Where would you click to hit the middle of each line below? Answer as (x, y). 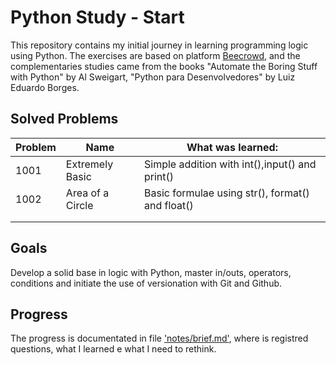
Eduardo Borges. (45, 87)
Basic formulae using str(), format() (226, 193)
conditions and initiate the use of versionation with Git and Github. (146, 283)
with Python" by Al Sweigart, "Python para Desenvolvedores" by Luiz (153, 77)
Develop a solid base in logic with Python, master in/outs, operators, (151, 272)
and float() (168, 205)
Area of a (87, 193)
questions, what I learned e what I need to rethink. (113, 349)
